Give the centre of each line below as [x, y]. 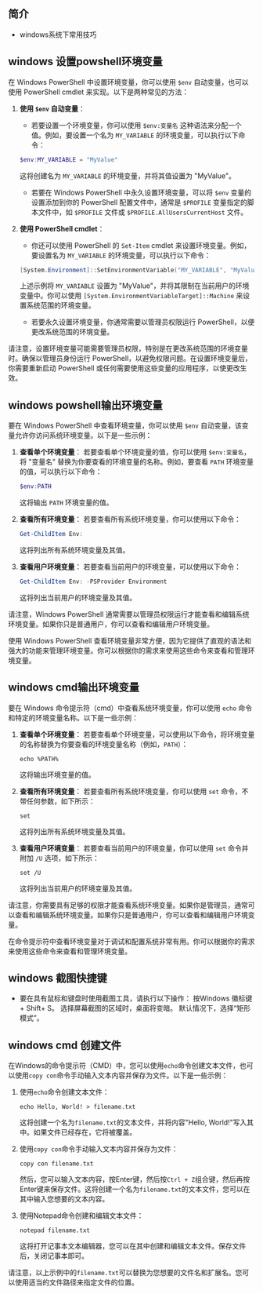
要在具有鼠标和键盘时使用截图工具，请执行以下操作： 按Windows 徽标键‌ [136, 998]
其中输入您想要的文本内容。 [64, 1199]
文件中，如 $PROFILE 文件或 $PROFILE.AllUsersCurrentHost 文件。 [143, 212]
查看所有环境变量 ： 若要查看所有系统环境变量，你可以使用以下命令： [130, 519]
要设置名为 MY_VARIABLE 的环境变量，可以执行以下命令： [121, 255]
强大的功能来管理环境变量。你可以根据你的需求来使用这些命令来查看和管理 [128, 651]
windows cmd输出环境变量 [74, 688]
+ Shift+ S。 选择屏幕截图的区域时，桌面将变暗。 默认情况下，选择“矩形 [135, 1008]
